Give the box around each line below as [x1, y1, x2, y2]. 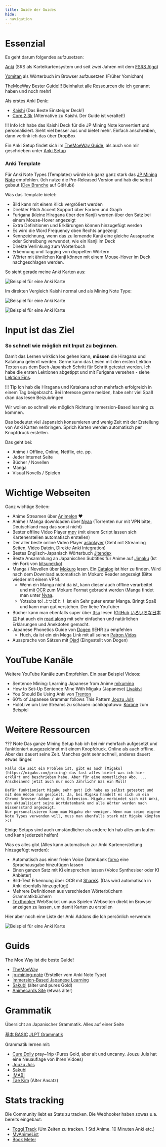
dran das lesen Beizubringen [5, 395, 64, 401]
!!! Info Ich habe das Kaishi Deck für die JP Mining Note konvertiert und [5, 122, 150, 128]
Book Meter [12, 1136, 37, 1143]
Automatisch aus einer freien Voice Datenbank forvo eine [12, 856, 129, 862]
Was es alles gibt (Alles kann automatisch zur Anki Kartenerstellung [5, 841, 142, 848]
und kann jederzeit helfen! [5, 832, 58, 838]
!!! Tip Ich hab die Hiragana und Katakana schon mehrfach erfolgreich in [5, 384, 152, 390]
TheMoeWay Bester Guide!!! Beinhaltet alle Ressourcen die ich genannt [5, 83, 150, 89]
